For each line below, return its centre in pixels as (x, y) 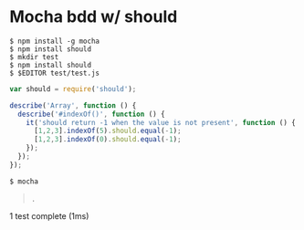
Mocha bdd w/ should (94, 17)
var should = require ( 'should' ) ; (73, 89)
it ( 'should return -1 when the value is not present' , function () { (161, 122)
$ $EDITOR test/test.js (55, 73)
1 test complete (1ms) (49, 215)
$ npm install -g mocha (55, 41)
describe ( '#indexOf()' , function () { (92, 114)
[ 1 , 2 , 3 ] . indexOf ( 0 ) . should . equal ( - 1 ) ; (107, 140)
